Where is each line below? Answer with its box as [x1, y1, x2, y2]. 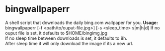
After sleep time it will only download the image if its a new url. [5, 40, 133, 46]
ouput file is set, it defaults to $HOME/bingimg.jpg [5, 30, 108, 36]
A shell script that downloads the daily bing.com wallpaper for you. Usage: [5, 20, 158, 25]
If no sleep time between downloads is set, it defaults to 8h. [5, 35, 128, 41]
